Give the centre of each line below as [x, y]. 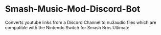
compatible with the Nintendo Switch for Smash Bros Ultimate [67, 27]
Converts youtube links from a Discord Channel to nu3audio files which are [81, 22]
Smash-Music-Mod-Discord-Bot [73, 9]
